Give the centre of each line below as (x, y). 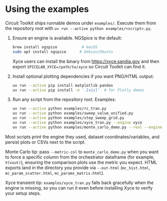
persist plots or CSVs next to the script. (45, 142)
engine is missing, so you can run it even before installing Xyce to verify (79, 188)
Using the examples (47, 9)
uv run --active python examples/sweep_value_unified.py (73, 113)
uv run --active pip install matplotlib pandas (63, 85)
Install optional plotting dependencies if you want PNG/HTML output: (83, 76)
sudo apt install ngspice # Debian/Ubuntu (63, 52)
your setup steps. (23, 193)
